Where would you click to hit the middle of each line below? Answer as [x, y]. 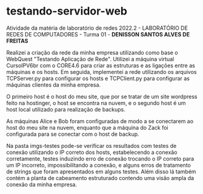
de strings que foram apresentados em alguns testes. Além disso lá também [101, 172]
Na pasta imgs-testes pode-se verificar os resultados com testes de [92, 145]
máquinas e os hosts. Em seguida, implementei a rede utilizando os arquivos [101, 72]
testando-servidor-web [67, 11]
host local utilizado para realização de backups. [66, 109]
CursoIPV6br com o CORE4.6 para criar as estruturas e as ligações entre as [101, 65]
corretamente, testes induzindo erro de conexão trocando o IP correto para [100, 158]
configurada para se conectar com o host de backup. [73, 134]
